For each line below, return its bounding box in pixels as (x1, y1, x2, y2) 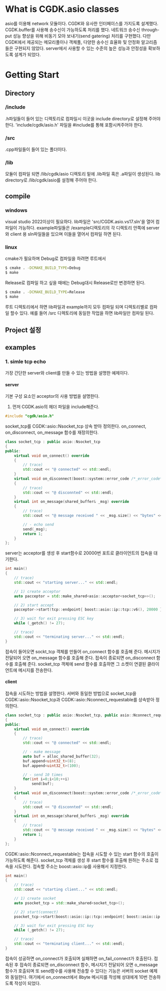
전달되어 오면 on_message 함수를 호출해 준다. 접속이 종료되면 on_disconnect (5, 655, 156, 661)
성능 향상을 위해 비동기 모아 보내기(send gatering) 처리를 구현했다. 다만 (13, 33, 151, 39)
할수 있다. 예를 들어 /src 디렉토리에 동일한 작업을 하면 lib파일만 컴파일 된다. (10, 310, 155, 316)
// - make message (23, 749, 61, 754)
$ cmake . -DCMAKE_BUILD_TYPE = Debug (5, 265, 81, 271)
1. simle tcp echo (5, 358, 46, 365)
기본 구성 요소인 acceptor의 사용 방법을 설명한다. (5, 393, 100, 399)
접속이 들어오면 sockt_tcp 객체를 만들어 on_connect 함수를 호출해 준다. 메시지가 (5, 648, 161, 654)
